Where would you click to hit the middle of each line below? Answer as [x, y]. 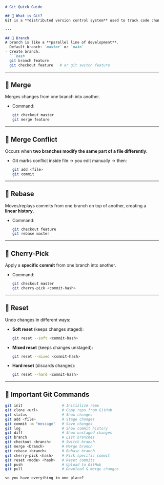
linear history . [20, 211]
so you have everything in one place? [44, 478]
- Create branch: [23, 52]
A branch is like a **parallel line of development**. [62, 42]
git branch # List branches [50, 437]
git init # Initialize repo [52, 406]
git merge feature [31, 120]
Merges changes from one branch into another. [52, 97]
